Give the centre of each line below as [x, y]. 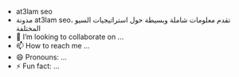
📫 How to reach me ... [53, 46]
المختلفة [28, 28]
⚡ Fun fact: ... [37, 66]
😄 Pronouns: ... [41, 57]
